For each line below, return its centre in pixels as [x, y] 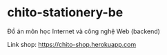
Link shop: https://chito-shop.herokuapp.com [72, 44]
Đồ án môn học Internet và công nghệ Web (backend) [84, 31]
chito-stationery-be [65, 13]
